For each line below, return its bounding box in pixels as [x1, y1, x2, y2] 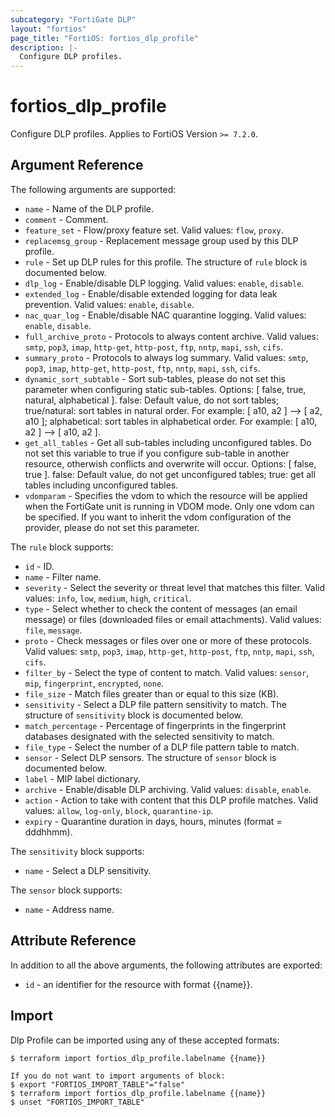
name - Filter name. [24, 571, 102, 583]
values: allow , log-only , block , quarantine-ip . [24, 804, 214, 816]
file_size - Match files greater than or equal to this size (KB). [24, 687, 280, 700]
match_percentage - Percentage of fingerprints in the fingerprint [24, 719, 287, 731]
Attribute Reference [10, 932, 137, 950]
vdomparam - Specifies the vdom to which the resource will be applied [24, 489, 308, 501]
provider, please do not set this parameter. [24, 521, 200, 533]
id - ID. [24, 560, 55, 572]
